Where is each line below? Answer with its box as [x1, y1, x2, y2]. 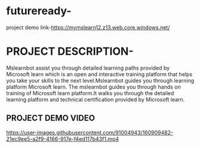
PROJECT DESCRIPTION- [6, 45, 134, 58]
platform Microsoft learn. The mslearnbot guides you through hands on [6, 83, 181, 90]
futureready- [6, 4, 72, 18]
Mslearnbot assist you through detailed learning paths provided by [6, 64, 170, 71]
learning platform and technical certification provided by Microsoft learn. [6, 96, 185, 103]
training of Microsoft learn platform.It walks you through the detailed [6, 89, 174, 96]
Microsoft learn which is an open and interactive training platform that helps [6, 70, 193, 78]
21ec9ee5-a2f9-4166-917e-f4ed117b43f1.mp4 [6, 135, 119, 142]
